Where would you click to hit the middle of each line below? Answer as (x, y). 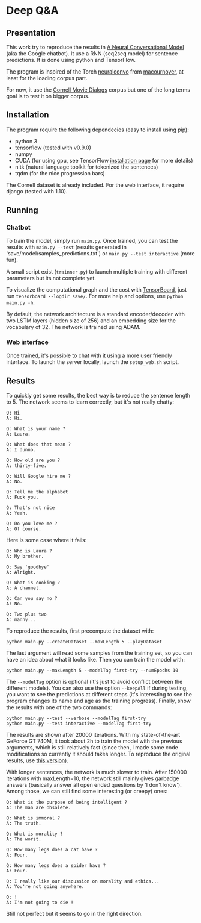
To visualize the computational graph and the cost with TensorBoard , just (97, 289)
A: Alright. (21, 572)
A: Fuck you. (22, 497)
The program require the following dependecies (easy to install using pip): (97, 130)
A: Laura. (19, 434)
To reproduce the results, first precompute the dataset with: (80, 631)
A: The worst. (24, 839)
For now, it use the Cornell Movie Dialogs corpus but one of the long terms (98, 90)
